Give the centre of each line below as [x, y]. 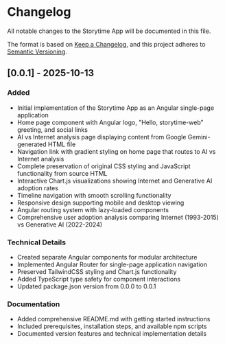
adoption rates [37, 188]
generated [32, 144]
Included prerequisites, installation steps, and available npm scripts [112, 326]
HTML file [62, 144]
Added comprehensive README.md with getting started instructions [114, 319]
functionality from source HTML [62, 173]
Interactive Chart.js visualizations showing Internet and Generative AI [115, 181]
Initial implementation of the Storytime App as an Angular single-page [116, 108]
